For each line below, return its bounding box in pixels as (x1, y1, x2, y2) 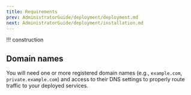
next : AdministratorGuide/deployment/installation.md (6, 20, 144, 26)
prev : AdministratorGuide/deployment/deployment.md (6, 14, 138, 20)
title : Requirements (6, 8, 58, 15)
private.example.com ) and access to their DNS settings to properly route (6, 76, 185, 83)
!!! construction (6, 36, 44, 44)
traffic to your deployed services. (6, 82, 89, 90)
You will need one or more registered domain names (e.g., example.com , (6, 69, 182, 76)
